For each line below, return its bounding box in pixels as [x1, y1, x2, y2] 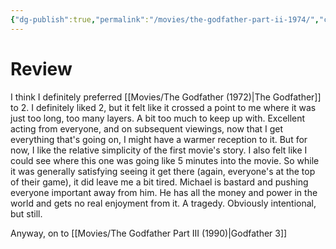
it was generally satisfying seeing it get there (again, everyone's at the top [10, 165, 316, 177]
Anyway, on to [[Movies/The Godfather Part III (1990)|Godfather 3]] [10, 227, 288, 239]
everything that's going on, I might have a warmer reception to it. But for [10, 133, 308, 145]
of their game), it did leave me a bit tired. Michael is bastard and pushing [10, 176, 309, 188]
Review [10, 57, 73, 80]
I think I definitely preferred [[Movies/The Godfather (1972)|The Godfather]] [10, 91, 322, 103]
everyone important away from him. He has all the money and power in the [10, 186, 318, 198]
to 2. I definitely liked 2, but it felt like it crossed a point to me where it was [10, 101, 317, 113]
